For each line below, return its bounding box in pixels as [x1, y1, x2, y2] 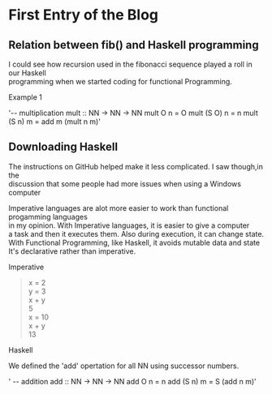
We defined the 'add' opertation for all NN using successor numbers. [8, 361, 240, 370]
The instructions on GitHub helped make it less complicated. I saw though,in [8, 161, 264, 171]
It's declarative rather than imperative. [8, 246, 136, 256]
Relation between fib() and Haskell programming [8, 38, 259, 52]
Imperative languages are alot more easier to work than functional [8, 203, 229, 212]
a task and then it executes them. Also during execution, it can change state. [8, 229, 265, 238]
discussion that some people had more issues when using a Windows [8, 178, 242, 188]
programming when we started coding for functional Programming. [8, 77, 233, 86]
